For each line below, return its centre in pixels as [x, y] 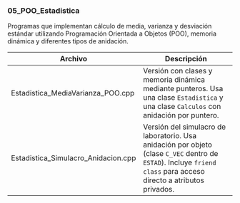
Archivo [74, 59]
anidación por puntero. [181, 115]
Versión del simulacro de [184, 127]
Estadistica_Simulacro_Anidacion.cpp [74, 158]
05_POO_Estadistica [44, 11]
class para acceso [174, 172]
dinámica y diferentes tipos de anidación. [68, 41]
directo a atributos [174, 180]
